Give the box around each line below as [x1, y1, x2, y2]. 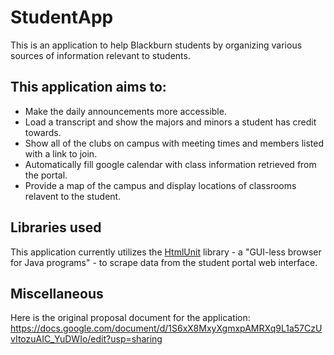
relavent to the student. [24, 190, 122, 202]
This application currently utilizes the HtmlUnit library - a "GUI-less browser [10, 246, 322, 258]
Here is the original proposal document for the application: [10, 312, 251, 324]
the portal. [24, 169, 68, 181]
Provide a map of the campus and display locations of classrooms [24, 179, 297, 191]
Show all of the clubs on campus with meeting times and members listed [24, 137, 324, 149]
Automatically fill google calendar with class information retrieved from [24, 158, 317, 170]
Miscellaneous [10, 285, 104, 302]
